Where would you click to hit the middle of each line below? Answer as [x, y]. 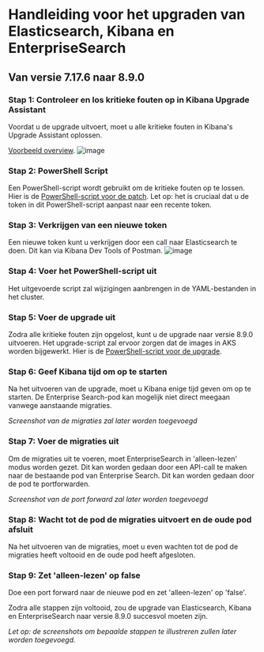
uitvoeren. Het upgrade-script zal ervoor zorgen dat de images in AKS [123, 343]
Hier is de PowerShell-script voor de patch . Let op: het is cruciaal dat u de [128, 197]
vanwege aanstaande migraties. [60, 406]
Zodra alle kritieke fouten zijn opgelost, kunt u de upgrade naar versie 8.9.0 [131, 335]
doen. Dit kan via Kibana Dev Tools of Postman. [86, 251]
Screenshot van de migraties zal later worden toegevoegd [103, 421]
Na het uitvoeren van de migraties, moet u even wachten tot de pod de [123, 546]
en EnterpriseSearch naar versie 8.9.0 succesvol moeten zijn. [108, 616]
